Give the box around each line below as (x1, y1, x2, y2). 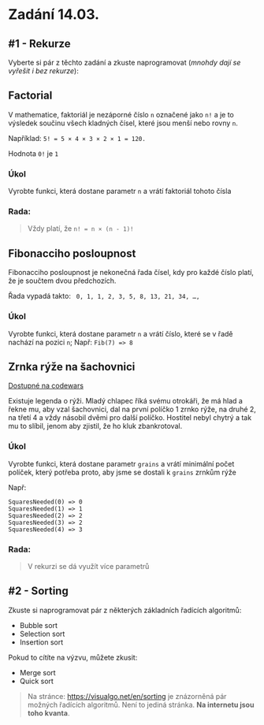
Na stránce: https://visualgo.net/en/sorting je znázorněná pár (27, 691, 227, 701)
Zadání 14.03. (8, 6, 100, 24)
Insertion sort (19, 637, 64, 647)
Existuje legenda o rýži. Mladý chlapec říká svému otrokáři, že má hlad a (8, 396, 243, 406)
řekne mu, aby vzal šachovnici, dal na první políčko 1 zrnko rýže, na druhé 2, (8, 404, 256, 415)
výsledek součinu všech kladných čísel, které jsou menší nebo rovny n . (8, 118, 238, 128)
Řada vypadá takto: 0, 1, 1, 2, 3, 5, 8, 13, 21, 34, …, (8, 292, 200, 301)
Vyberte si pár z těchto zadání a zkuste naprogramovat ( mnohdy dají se (8, 58, 241, 67)
